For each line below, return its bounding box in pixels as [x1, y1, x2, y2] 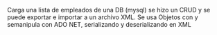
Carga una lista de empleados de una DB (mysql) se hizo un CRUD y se [7, 6, 211, 14]
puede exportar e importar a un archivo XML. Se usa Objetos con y [7, 13, 199, 21]
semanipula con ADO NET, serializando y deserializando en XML [7, 21, 192, 28]
